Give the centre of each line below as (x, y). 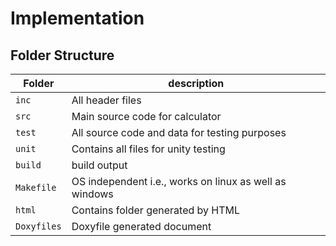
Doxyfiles (38, 226)
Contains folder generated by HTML (156, 210)
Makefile (36, 187)
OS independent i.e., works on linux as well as (179, 181)
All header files (106, 100)
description (196, 83)
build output (99, 165)
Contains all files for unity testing (148, 149)
